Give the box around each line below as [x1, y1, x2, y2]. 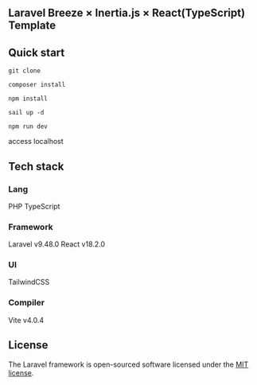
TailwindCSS [8, 278, 50, 287]
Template [8, 19, 56, 33]
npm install [8, 95, 48, 103]
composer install [8, 81, 66, 89]
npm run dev [8, 122, 48, 130]
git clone [8, 67, 41, 75]
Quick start [8, 45, 65, 59]
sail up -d [8, 109, 45, 117]
